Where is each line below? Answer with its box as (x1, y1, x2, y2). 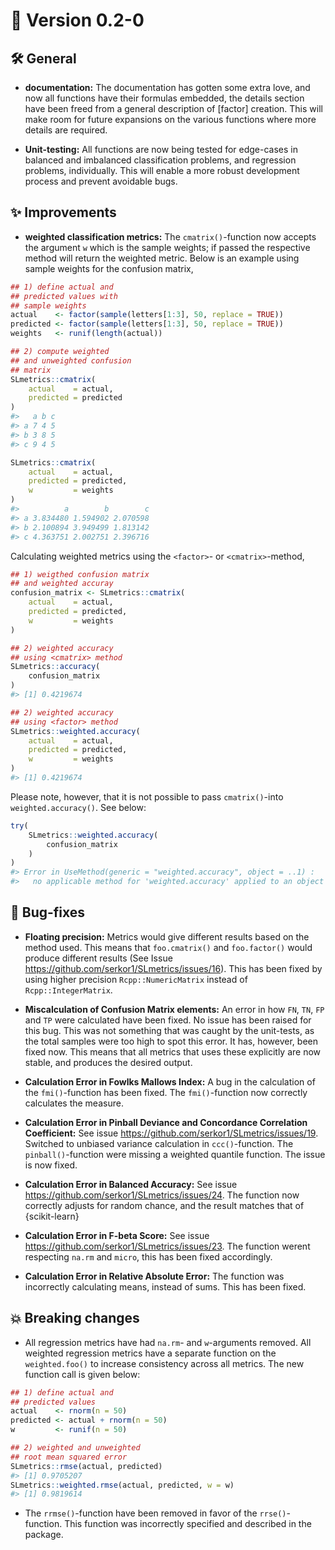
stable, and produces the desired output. (24, 1056, 193, 1068)
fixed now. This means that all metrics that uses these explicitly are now (24, 1045, 322, 1058)
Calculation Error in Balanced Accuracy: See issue (24, 1178, 238, 1190)
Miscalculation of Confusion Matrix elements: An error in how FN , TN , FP (24, 1003, 325, 1015)
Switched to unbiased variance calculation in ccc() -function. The (24, 1137, 294, 1149)
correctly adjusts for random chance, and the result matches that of (24, 1199, 305, 1211)
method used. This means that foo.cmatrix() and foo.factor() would (24, 941, 313, 953)
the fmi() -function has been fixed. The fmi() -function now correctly (24, 1086, 308, 1098)
